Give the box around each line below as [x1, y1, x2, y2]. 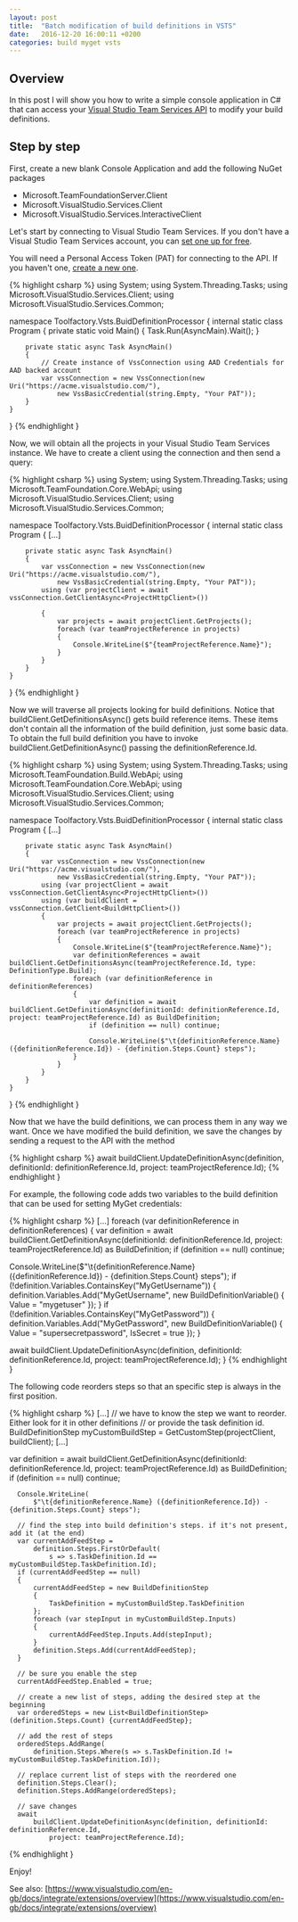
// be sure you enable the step [17, 1669, 138, 1678]
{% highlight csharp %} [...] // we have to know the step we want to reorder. [9, 1407, 287, 1418]
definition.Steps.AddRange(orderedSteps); [17, 1786, 177, 1795]
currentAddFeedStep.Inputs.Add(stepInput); [48, 1629, 213, 1639]
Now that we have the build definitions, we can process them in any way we [9, 1116, 287, 1126]
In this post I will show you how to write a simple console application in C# [9, 95, 282, 105]
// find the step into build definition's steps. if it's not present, [17, 1521, 289, 1530]
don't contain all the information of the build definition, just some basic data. [9, 723, 289, 734]
